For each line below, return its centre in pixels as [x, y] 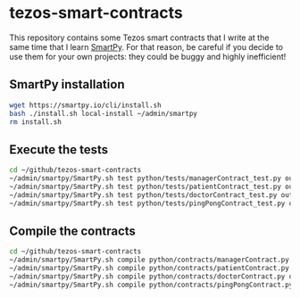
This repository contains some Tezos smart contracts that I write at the [139, 37]
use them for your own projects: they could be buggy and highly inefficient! [148, 56]
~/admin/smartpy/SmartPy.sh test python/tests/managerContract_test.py [145, 178]
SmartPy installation [67, 84]
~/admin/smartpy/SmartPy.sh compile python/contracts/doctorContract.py [147, 277]
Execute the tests [59, 149]
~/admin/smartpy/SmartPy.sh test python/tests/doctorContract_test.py [143, 195]
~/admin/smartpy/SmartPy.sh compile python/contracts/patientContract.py [150, 269]
